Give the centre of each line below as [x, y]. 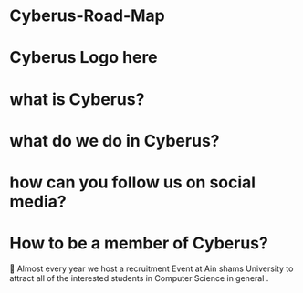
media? [38, 202]
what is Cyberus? [77, 99]
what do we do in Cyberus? [115, 141]
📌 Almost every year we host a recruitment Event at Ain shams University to [151, 268]
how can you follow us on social [133, 182]
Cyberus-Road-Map [88, 16]
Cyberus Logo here [84, 58]
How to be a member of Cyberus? [139, 243]
